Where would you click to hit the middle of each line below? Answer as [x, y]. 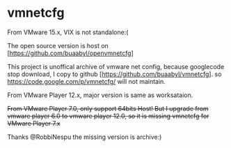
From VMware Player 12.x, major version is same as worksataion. [100, 95]
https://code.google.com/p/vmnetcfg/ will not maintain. [86, 81]
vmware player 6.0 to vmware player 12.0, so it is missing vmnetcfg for [108, 116]
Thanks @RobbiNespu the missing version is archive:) [85, 137]
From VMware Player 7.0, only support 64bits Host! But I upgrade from [108, 108]
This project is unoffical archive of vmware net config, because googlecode [116, 66]
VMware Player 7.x [34, 123]
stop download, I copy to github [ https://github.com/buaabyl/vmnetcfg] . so [114, 74]
